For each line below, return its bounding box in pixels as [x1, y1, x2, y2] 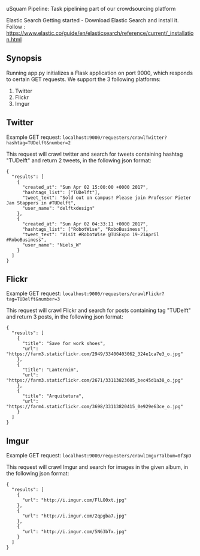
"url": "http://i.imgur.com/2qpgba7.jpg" [22, 513, 128, 519]
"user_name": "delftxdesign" [22, 205, 95, 211]
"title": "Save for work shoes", [22, 341, 106, 347]
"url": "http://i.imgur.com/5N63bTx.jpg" [22, 529, 128, 535]
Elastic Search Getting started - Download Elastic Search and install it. [6, 17, 179, 23]
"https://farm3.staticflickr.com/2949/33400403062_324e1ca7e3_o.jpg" [6, 351, 184, 357]
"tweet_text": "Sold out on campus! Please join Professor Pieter [22, 195, 192, 201]
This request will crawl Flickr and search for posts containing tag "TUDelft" [6, 307, 192, 314]
